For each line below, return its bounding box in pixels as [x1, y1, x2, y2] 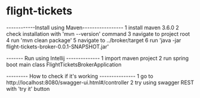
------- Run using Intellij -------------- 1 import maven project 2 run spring [6, 54, 189, 62]
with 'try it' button [6, 85, 50, 92]
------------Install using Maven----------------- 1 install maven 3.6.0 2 [6, 24, 179, 31]
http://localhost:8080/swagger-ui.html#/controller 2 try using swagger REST [6, 79, 194, 86]
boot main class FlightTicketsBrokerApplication [6, 61, 122, 68]
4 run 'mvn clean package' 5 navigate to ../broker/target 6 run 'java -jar [6, 36, 181, 44]
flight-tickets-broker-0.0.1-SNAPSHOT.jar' [6, 43, 109, 50]
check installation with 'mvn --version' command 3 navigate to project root [6, 30, 190, 37]
